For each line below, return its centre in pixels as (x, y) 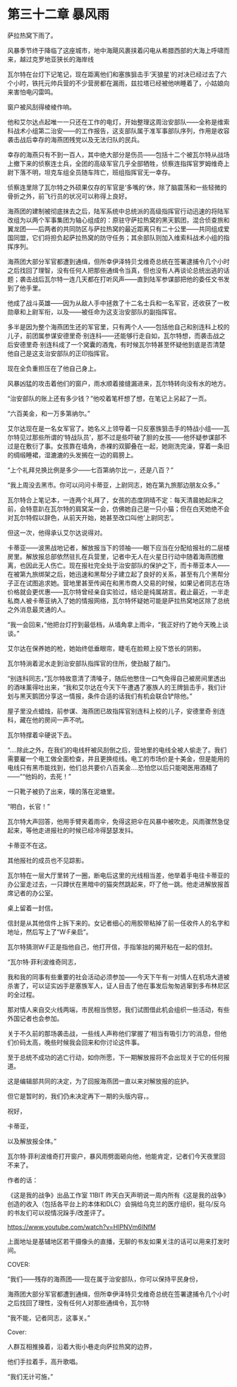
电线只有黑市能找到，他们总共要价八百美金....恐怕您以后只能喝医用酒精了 (113, 767)
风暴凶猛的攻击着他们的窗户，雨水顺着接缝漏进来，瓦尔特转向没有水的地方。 (119, 383)
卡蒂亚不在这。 (29, 845)
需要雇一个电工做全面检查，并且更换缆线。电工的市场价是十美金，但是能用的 (119, 759)
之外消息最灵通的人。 (38, 609)
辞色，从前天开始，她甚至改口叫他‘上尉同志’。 (111, 517)
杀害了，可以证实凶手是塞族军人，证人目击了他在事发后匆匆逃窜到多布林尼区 (119, 986)
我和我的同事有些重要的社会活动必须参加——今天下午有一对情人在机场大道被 (119, 976)
